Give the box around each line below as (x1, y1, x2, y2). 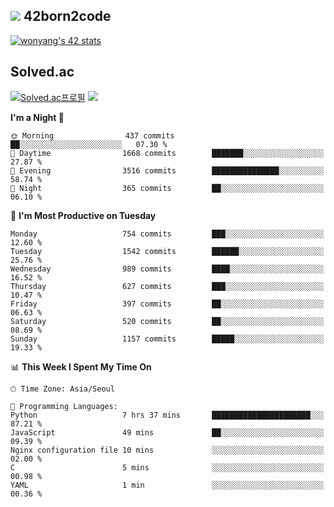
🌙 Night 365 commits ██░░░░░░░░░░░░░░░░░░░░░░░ (10, 183, 325, 193)
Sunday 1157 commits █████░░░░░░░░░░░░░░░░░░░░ (10, 334, 325, 344)
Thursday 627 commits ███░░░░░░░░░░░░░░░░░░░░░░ (10, 281, 325, 291)
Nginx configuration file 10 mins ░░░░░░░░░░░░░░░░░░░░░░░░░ (10, 445, 325, 455)
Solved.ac (10, 64, 75, 81)
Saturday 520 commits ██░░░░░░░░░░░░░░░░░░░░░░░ (10, 316, 325, 326)
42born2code (23, 8, 112, 25)
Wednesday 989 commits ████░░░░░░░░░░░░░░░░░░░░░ (10, 264, 325, 274)
